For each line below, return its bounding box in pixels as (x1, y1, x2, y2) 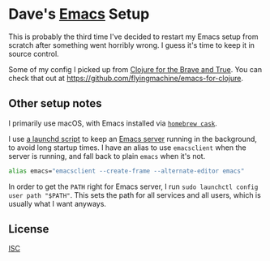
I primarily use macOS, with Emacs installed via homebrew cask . (8, 118, 217, 128)
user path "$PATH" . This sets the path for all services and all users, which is (8, 190, 261, 199)
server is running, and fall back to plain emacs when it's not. (8, 151, 206, 160)
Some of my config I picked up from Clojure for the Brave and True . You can (8, 64, 262, 74)
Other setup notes (8, 96, 102, 110)
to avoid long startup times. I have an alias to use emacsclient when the (8, 143, 247, 152)
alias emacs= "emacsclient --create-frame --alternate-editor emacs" (8, 167, 245, 175)
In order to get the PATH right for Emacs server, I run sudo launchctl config (8, 182, 259, 191)
